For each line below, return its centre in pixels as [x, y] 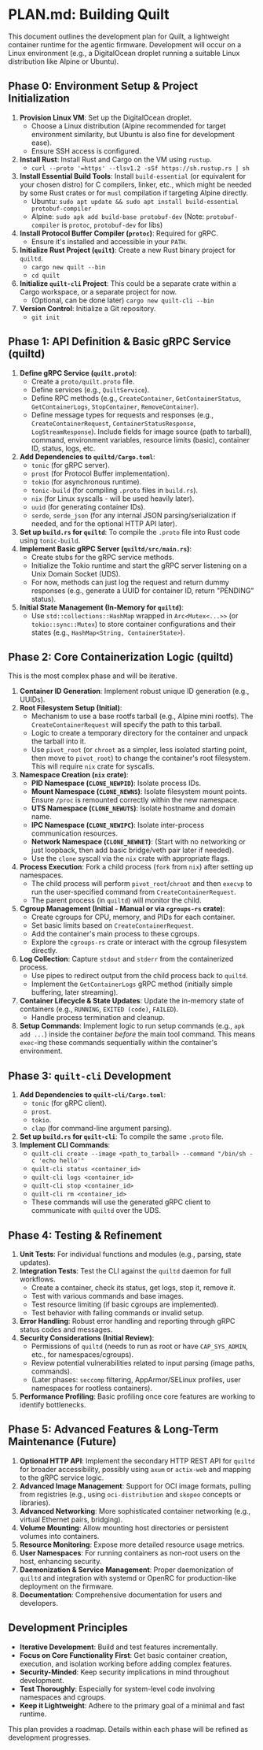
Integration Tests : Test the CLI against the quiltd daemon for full [125, 1271]
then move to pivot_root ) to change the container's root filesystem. [141, 758]
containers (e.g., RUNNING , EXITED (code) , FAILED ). [99, 1009]
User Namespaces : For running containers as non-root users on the [130, 1552]
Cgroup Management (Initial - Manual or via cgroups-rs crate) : [122, 909]
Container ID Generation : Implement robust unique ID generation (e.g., [134, 691]
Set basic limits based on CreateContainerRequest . [112, 925]
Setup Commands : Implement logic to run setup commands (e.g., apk [132, 1026]
